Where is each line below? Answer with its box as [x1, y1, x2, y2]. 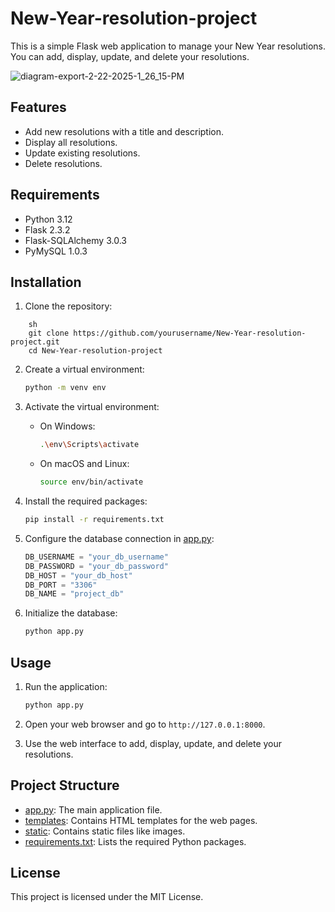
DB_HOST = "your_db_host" [24, 570, 133, 581]
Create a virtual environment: [24, 363, 145, 376]
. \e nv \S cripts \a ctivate [39, 440, 140, 450]
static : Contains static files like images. [24, 825, 186, 837]
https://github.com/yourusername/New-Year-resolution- [73, 328, 307, 339]
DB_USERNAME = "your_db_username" [24, 552, 169, 562]
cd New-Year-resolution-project [28, 346, 163, 356]
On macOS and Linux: [39, 458, 130, 470]
